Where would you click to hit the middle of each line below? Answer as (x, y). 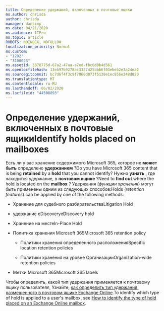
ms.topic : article (25, 38)
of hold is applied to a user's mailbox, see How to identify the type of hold (81, 298)
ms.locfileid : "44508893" (32, 93)
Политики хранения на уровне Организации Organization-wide (86, 258)
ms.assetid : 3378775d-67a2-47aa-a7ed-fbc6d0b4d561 (59, 65)
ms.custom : (17, 51)
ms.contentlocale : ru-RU (31, 83)
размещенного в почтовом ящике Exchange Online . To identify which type (82, 293)
